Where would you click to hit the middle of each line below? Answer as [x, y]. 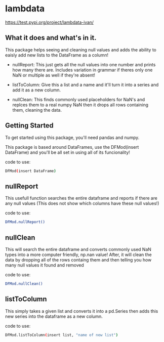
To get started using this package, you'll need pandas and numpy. [72, 137]
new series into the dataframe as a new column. [54, 316]
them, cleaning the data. [37, 110]
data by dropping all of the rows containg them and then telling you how [78, 259]
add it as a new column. [36, 90]
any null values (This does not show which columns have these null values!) [82, 204]
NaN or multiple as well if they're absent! [54, 75]
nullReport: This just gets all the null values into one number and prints [84, 64]
